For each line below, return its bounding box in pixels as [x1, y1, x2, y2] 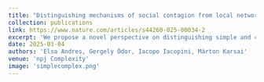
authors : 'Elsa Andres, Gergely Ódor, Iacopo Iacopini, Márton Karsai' [8, 48, 247, 55]
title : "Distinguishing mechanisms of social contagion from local [8, 11, 234, 20]
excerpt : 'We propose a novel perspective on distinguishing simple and [8, 33, 251, 41]
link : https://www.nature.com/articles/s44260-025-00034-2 [8, 26, 206, 34]
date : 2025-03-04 [8, 41, 65, 48]
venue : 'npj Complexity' [8, 55, 90, 63]
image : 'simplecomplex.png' [8, 62, 101, 70]
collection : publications [8, 19, 93, 27]
